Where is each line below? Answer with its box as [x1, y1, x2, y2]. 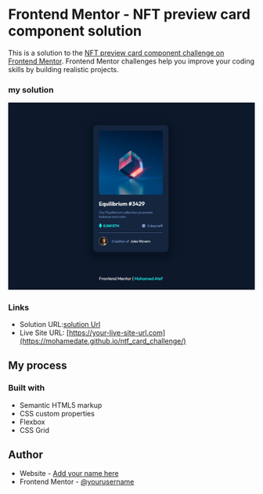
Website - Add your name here [19, 469, 119, 478]
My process [8, 359, 67, 372]
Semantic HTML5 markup [19, 400, 103, 409]
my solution [8, 84, 54, 95]
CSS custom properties [19, 409, 95, 418]
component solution [8, 22, 142, 40]
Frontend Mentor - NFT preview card [8, 5, 250, 24]
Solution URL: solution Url [19, 319, 101, 329]
